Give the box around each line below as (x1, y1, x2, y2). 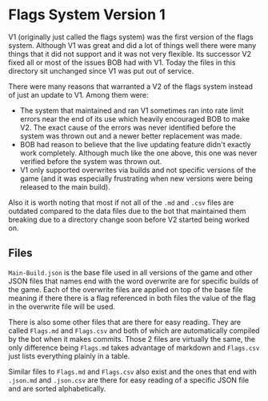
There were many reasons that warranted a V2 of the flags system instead (8, 82, 254, 91)
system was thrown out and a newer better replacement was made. (19, 130, 242, 141)
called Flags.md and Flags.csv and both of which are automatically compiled (8, 326, 260, 335)
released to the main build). (19, 182, 110, 191)
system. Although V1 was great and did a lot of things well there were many (8, 40, 257, 50)
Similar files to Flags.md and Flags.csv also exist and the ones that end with (8, 367, 258, 376)
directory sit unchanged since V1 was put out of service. (8, 66, 194, 75)
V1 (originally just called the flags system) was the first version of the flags (8, 32, 254, 42)
